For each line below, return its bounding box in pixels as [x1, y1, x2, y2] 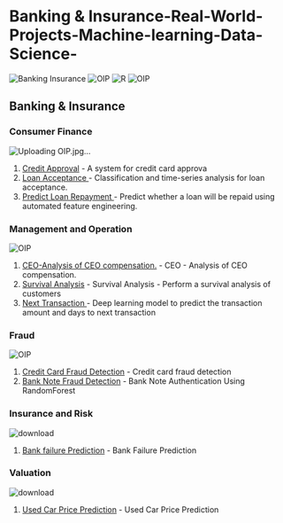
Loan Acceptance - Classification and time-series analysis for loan [21, 172, 265, 183]
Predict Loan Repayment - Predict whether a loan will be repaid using [21, 191, 276, 201]
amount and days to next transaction [21, 307, 157, 317]
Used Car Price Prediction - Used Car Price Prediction [21, 503, 219, 515]
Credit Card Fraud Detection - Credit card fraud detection [21, 366, 232, 378]
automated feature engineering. [21, 200, 138, 211]
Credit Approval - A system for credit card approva [21, 162, 208, 174]
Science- [9, 44, 78, 64]
